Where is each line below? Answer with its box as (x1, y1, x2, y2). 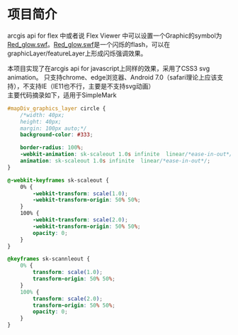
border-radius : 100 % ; (20, 144, 84, 151)
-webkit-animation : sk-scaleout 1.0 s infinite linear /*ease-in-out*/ (20, 150, 233, 158)
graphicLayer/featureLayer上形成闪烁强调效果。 (7, 49, 147, 57)
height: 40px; (20, 118, 62, 125)
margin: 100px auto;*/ (20, 125, 87, 132)
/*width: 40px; (20, 111, 65, 119)
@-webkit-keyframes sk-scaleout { (7, 177, 110, 184)
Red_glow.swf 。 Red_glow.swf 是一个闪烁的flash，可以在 (7, 40, 171, 48)
